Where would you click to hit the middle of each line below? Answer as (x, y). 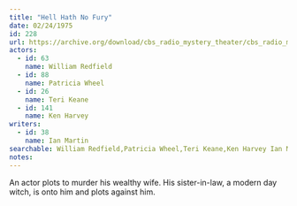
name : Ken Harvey (57, 116)
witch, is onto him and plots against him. (83, 192)
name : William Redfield (69, 67)
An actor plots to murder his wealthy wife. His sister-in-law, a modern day (143, 182)
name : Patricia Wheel (65, 83)
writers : (25, 125)
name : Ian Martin (57, 141)
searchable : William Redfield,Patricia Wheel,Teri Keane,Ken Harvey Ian (146, 149)
